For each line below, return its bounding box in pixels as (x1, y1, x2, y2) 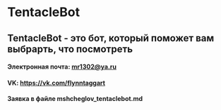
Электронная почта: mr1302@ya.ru (7, 62, 117, 71)
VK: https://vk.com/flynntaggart (7, 78, 106, 87)
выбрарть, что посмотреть (7, 43, 133, 55)
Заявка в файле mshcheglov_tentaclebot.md (7, 95, 143, 103)
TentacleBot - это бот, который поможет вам (7, 32, 215, 44)
